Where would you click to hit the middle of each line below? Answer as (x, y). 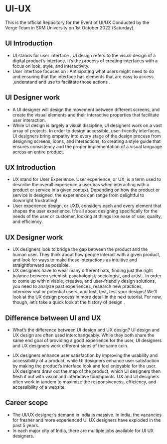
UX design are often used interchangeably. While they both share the (83, 335)
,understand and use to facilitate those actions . (61, 82)
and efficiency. (28, 222)
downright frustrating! (35, 201)
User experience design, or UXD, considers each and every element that (87, 206)
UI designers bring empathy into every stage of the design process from (86, 136)
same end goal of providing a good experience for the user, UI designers (87, 340)
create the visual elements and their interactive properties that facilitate (86, 114)
